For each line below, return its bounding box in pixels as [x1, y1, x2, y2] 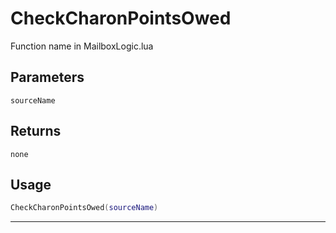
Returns [10, 123, 62, 140]
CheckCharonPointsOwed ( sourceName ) [10, 203, 159, 213]
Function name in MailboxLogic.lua [10, 40, 154, 52]
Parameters [10, 69, 85, 86]
